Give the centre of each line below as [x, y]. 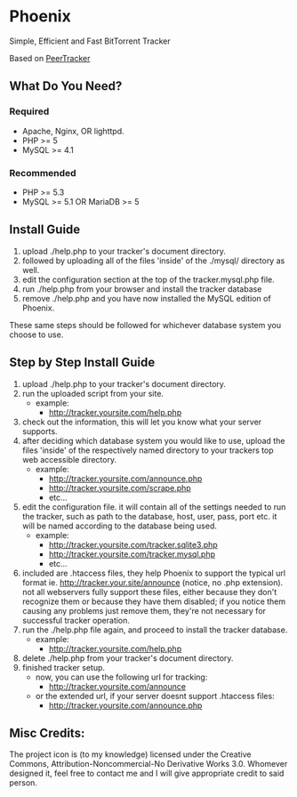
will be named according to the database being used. [120, 526]
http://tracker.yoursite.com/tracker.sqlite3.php [133, 544]
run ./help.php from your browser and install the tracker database [142, 289]
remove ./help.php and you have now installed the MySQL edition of [146, 298]
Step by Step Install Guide [82, 362]
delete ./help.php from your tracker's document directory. [128, 658]
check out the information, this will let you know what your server [142, 422]
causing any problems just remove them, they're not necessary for [144, 610]
